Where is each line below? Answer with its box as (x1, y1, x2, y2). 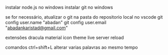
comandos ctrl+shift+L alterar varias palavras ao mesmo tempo (5, 44, 138, 50)
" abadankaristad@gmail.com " (5, 25, 68, 31)
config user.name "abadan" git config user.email (5, 20, 107, 25)
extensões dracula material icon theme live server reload (5, 35, 124, 40)
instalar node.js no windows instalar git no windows (5, 5, 113, 10)
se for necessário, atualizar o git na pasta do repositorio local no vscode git (5, 14, 163, 20)
